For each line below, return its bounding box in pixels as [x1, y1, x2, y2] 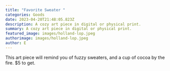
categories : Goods [5, 12, 45, 17]
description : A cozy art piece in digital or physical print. [5, 21, 141, 27]
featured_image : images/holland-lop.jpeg [5, 31, 96, 36]
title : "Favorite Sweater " [5, 7, 66, 13]
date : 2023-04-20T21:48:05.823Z [5, 17, 74, 22]
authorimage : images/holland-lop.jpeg [5, 36, 88, 41]
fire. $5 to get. [5, 59, 36, 66]
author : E [5, 41, 27, 46]
